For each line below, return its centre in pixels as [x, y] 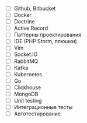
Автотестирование [37, 114]
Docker [23, 15]
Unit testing [28, 100]
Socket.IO [26, 54]
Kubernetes [28, 74]
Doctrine [25, 22]
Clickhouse [27, 87]
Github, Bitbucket [35, 8]
